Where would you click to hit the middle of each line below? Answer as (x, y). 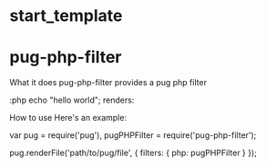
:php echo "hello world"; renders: (72, 100)
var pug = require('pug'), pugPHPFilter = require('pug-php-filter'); (133, 135)
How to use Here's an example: (68, 118)
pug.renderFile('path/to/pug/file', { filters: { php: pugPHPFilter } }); (133, 153)
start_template (66, 16)
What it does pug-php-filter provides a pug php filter (108, 83)
